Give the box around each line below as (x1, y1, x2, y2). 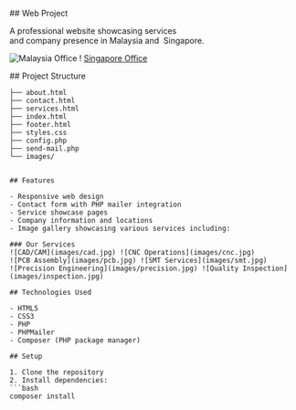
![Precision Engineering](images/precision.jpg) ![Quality (9, 264, 239, 273)
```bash (9, 384, 39, 393)
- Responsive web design (9, 192, 104, 201)
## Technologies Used (9, 288, 92, 297)
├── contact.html (9, 96, 76, 105)
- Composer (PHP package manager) (9, 336, 142, 345)
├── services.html (9, 104, 79, 113)
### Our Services (9, 240, 76, 249)
